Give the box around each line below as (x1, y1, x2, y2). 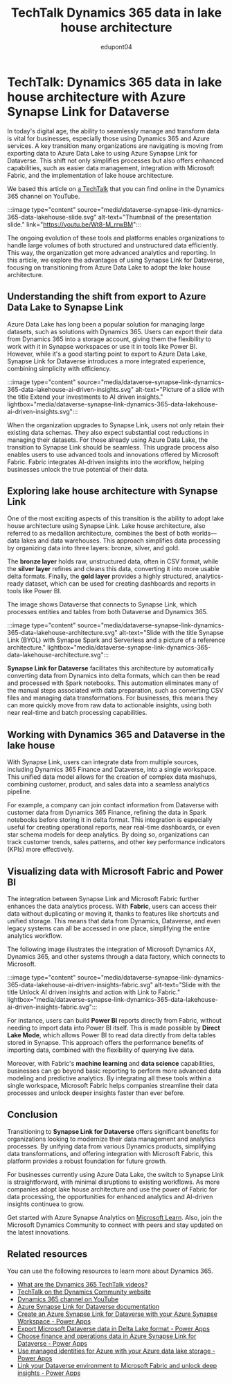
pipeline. (7, 787, 32, 796)
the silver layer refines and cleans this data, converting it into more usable (7, 565, 220, 573)
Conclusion (7, 1109, 58, 1121)
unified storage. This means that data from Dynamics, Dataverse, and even (7, 916, 221, 925)
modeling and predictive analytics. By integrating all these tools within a (7, 1073, 212, 1082)
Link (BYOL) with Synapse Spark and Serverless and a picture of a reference (7, 636, 226, 644)
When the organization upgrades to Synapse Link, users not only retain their (7, 420, 225, 429)
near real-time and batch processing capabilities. (7, 709, 148, 717)
